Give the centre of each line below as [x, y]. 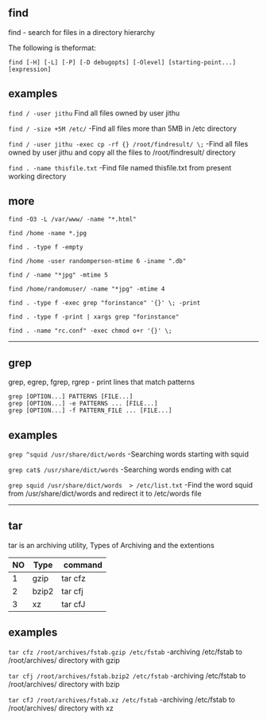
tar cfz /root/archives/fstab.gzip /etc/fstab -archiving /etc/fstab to [125, 652]
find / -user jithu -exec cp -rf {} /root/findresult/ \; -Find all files [128, 143]
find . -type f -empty [46, 247]
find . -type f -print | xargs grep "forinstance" [94, 317]
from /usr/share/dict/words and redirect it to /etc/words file [105, 494]
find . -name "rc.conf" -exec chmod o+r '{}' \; [90, 331]
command [83, 565]
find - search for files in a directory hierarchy [81, 32]
